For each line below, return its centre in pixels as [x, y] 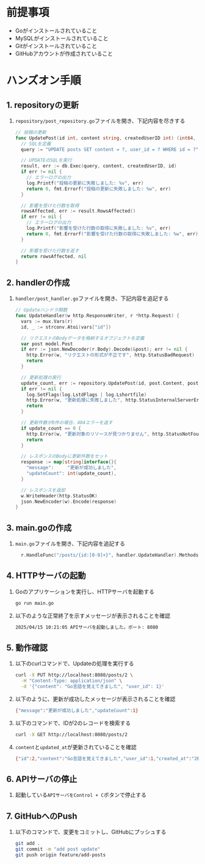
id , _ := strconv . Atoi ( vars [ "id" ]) [66, 327]
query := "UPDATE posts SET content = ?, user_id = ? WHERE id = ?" [110, 149]
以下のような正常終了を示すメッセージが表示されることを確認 [93, 615]
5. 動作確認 [27, 647]
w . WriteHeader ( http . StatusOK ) [59, 496]
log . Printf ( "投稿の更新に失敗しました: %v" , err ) [85, 183]
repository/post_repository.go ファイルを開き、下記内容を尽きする [100, 120]
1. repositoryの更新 [43, 105]
